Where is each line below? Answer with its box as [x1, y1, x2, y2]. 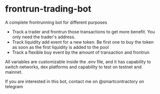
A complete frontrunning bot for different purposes [5, 19, 107, 25]
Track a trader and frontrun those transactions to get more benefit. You [12, 29, 155, 34]
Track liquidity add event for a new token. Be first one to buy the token [12, 39, 154, 45]
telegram [5, 83, 23, 89]
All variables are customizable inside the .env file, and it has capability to [5, 59, 151, 64]
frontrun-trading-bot [5, 3, 92, 15]
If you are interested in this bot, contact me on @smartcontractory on [5, 78, 144, 84]
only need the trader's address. [12, 34, 76, 40]
